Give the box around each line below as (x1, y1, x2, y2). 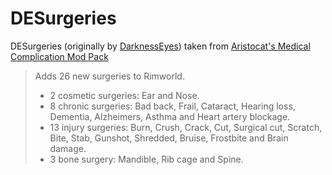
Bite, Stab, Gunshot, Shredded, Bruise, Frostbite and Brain (49, 132, 289, 144)
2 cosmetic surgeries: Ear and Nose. (49, 89, 200, 101)
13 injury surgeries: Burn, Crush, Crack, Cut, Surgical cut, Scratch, (49, 121, 323, 133)
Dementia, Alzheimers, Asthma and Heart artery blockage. (49, 110, 291, 122)
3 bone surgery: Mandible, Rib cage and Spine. (49, 153, 244, 165)
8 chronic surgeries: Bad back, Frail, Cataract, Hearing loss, (49, 100, 296, 112)
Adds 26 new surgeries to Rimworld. (34, 70, 185, 82)
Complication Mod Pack (10, 50, 109, 62)
